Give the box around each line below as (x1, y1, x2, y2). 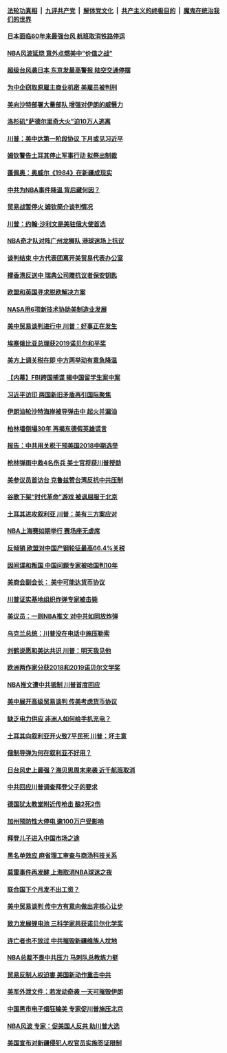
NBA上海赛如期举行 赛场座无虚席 (7, 527, 100, 535)
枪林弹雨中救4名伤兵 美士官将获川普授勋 (7, 459, 122, 467)
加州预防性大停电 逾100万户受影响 (7, 817, 105, 825)
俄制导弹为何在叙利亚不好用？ (7, 749, 91, 757)
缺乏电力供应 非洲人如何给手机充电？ (7, 714, 111, 723)
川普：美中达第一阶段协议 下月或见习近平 (7, 134, 124, 143)
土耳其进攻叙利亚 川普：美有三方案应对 (7, 510, 118, 518)
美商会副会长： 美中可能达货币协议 (7, 578, 105, 586)
